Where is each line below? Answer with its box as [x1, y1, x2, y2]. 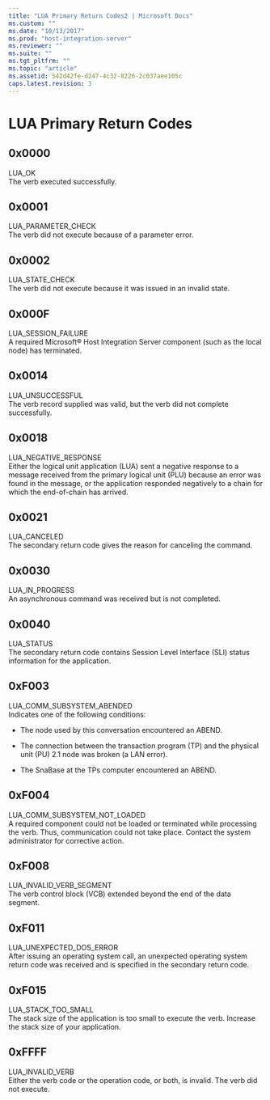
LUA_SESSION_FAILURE [8, 328, 89, 338]
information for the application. [8, 656, 112, 666]
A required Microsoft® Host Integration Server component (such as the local [8, 336, 262, 346]
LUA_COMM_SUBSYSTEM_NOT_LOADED [8, 810, 146, 819]
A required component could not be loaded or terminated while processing [8, 819, 257, 828]
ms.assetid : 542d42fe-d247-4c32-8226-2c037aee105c [8, 72, 183, 80]
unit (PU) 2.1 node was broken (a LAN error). [19, 749, 168, 759]
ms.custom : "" [8, 19, 57, 27]
